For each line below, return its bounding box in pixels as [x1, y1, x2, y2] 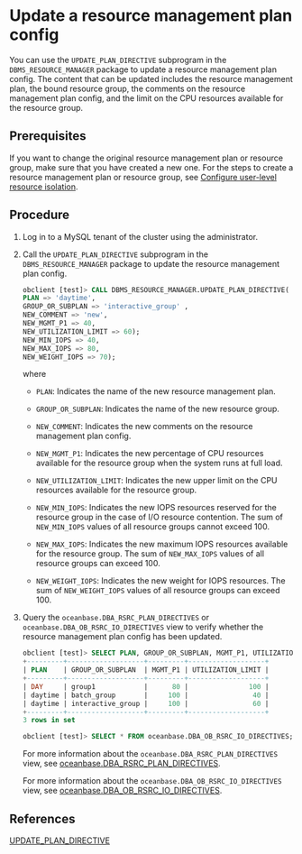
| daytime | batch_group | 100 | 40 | [22, 691, 270, 700]
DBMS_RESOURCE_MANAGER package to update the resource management [22, 258, 280, 269]
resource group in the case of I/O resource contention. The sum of [35, 511, 284, 523]
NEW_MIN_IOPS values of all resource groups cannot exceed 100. [35, 521, 270, 532]
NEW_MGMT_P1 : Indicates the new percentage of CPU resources [35, 448, 264, 459]
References [9, 811, 76, 826]
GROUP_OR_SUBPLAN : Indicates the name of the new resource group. [35, 403, 279, 415]
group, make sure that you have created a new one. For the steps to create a [9, 161, 294, 172]
